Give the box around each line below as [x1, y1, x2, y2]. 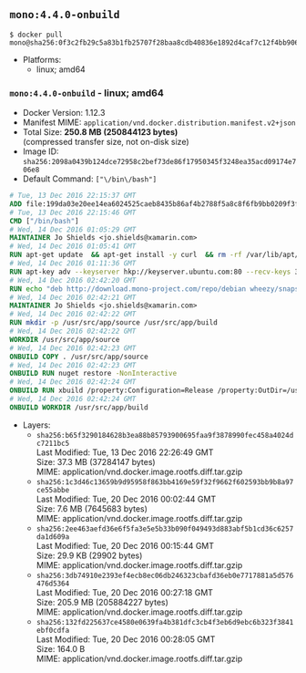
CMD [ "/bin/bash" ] [9, 216, 79, 225]
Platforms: [22, 54, 62, 65]
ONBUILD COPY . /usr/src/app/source [9, 352, 148, 361]
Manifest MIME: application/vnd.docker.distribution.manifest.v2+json [22, 117, 296, 128]
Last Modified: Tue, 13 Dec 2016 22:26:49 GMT [36, 447, 214, 458]
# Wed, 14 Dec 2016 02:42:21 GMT [9, 293, 137, 302]
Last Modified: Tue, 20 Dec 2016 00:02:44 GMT [36, 493, 217, 504]
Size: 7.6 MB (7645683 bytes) [36, 502, 148, 514]
